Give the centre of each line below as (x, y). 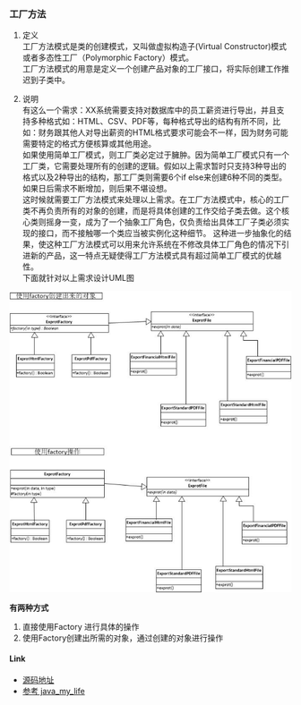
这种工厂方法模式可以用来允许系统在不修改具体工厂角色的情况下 (164, 244)
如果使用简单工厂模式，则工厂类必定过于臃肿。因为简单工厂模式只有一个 (155, 155)
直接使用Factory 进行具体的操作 (81, 626)
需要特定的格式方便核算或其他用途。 (89, 144)
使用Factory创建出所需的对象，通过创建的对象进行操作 (123, 638)
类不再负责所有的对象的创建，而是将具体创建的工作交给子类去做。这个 (152, 211)
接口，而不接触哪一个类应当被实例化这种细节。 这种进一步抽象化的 (161, 234)
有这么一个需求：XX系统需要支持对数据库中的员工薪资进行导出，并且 (149, 110)
